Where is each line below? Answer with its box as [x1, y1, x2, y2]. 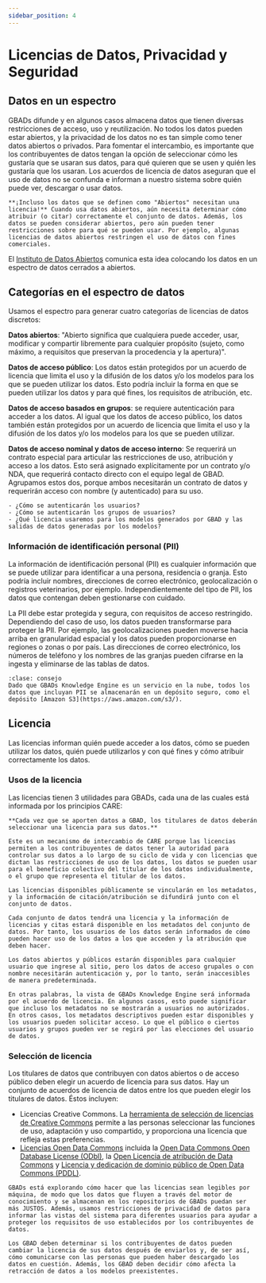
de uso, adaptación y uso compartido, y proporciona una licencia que [19, 1126, 248, 1136]
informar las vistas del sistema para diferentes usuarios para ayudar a [8, 1211, 258, 1220]
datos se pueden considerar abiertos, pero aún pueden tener [8, 219, 215, 227]
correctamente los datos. [8, 754, 91, 764]
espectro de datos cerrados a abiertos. [8, 262, 137, 272]
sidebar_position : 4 [8, 11, 77, 20]
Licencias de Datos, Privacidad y [8, 45, 228, 64]
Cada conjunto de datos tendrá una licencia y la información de [8, 913, 229, 922]
